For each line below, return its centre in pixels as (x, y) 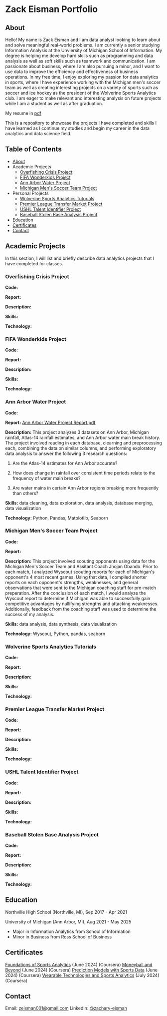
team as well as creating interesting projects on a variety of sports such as (82, 88)
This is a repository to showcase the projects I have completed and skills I (81, 123)
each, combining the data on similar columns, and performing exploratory (81, 448)
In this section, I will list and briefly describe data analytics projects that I (80, 258)
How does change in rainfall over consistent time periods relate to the (84, 473)
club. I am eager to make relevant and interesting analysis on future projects (83, 98)
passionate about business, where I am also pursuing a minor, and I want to (83, 66)
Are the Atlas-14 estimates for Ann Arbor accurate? (65, 463)
